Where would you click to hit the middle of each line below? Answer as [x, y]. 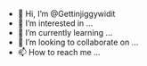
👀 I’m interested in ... [55, 23]
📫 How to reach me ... [59, 52]
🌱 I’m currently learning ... [65, 33]
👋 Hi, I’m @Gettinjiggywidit [66, 14]
